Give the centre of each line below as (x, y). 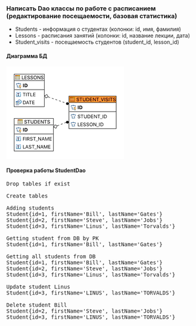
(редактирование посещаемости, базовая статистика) (92, 16)
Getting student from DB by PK (53, 238)
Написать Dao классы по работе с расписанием (81, 8)
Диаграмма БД (27, 56)
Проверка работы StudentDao (46, 170)
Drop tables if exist (38, 184)
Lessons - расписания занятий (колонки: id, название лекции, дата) (103, 36)
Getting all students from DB (51, 256)
